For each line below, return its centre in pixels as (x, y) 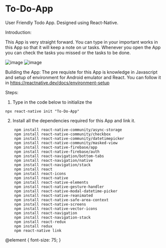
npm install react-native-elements (51, 182)
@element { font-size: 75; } (33, 240)
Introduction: (18, 32)
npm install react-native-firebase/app (56, 147)
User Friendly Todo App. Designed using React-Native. (62, 23)
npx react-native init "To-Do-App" (42, 111)
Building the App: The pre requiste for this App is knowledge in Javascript (81, 72)
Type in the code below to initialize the (52, 102)
